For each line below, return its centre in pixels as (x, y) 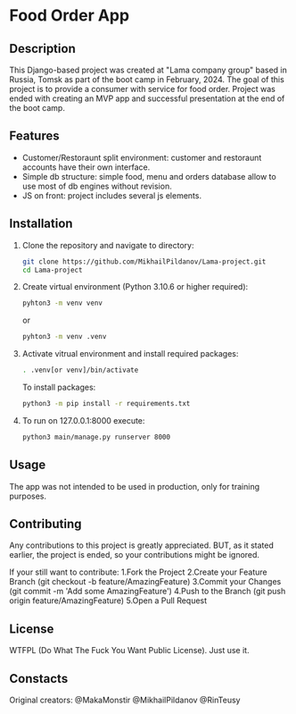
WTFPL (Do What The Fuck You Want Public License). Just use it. (129, 651)
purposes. (28, 496)
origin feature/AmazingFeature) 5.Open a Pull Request (108, 601)
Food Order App (70, 16)
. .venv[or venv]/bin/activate (80, 370)
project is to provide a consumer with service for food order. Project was (143, 89)
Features (34, 136)
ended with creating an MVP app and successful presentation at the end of (147, 98)
